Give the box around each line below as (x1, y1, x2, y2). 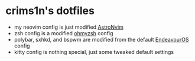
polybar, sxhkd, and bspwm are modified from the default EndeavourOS (14, 36, 189, 43)
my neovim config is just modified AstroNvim (14, 23, 123, 30)
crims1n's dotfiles (5, 4, 95, 18)
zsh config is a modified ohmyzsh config (14, 29, 113, 36)
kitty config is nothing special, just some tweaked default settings (14, 48, 174, 55)
